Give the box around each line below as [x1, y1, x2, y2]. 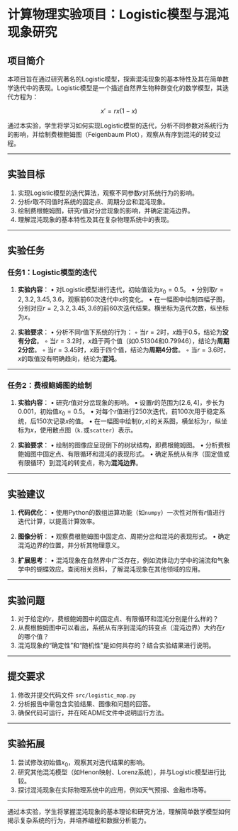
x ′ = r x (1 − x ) [100, 107, 138, 115]
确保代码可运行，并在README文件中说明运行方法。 [17, 708, 169, 717]
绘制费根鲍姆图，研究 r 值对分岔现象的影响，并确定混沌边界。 [17, 206, 195, 215]
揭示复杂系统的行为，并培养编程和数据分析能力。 [7, 816, 150, 825]
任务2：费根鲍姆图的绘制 [7, 381, 92, 391]
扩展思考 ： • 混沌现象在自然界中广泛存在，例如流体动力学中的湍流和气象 [17, 556, 230, 564]
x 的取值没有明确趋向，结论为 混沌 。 [17, 355, 121, 363]
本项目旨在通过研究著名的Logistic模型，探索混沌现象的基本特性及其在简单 [7, 75, 223, 83]
